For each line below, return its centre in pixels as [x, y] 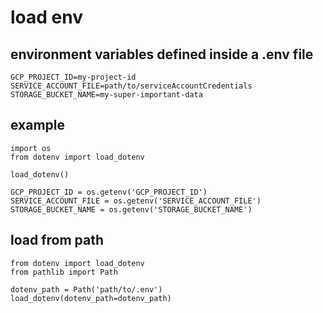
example [38, 125]
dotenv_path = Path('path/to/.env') [86, 289]
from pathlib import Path [64, 272]
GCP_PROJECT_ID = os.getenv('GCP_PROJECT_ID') [109, 192]
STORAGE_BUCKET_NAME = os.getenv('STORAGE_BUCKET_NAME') [131, 209]
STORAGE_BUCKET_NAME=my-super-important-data [106, 95]
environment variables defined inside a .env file [162, 54]
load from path [57, 240]
